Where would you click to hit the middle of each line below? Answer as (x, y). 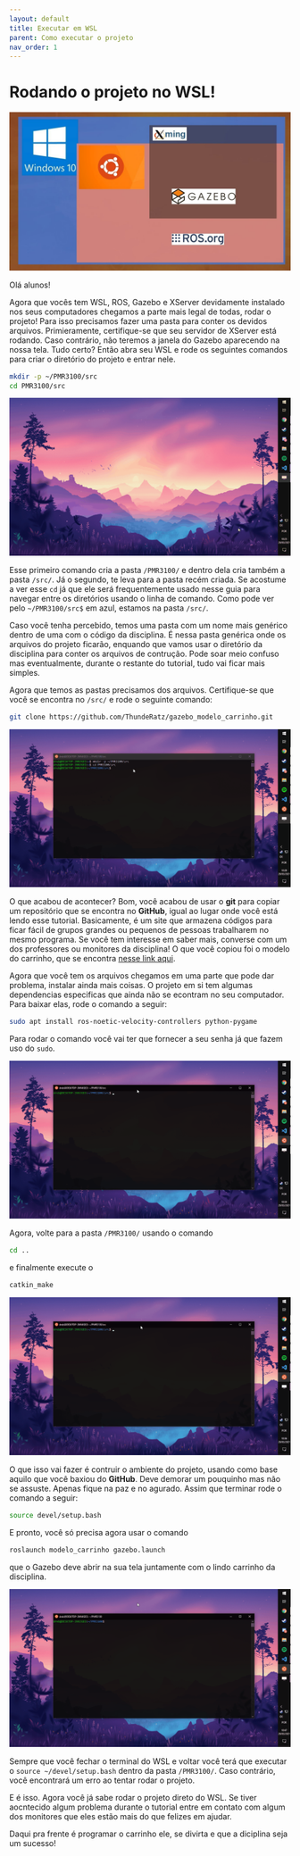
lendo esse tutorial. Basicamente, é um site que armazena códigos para (141, 920)
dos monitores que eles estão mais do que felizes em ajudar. (121, 1816)
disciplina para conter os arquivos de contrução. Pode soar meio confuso (144, 654)
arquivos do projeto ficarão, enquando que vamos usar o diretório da (136, 645)
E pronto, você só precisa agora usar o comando (99, 1532)
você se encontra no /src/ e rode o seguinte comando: (111, 700)
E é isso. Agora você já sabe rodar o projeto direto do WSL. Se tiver (133, 1797)
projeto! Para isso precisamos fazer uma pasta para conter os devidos (138, 320)
